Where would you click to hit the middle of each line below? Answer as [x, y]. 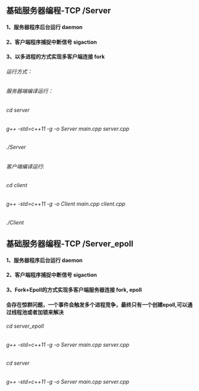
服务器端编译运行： [30, 91]
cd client [17, 185]
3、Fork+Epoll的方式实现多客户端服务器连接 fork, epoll [74, 290]
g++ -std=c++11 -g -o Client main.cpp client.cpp [66, 204]
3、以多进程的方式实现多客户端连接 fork [56, 57]
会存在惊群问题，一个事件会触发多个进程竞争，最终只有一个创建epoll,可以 [97, 304]
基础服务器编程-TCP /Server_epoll [70, 244]
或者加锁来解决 [45, 312]
